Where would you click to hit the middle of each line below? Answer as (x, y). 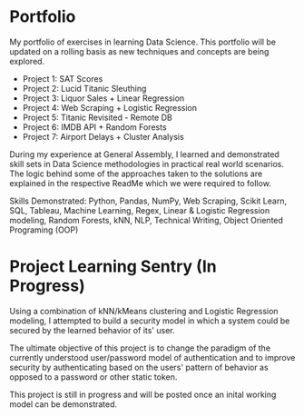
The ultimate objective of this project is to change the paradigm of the (140, 348)
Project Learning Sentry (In (113, 267)
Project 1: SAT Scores (63, 78)
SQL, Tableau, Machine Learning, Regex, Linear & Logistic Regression (140, 210)
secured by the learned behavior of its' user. (92, 330)
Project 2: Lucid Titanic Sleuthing (84, 88)
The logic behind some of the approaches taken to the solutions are (136, 174)
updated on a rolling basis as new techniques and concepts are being (139, 51)
